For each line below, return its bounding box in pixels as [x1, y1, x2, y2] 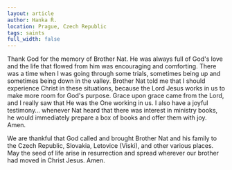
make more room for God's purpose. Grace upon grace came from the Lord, [7, 91, 224, 100]
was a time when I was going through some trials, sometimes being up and [7, 70, 221, 78]
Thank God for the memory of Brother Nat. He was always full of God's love [7, 55, 224, 63]
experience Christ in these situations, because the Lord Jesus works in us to [7, 84, 225, 93]
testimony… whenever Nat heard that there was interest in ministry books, [7, 106, 218, 115]
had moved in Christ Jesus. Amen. [7, 156, 105, 164]
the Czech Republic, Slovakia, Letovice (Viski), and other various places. [7, 142, 214, 150]
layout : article [7, 10, 54, 17]
